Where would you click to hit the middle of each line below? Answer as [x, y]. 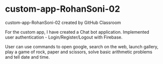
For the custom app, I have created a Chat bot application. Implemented [77, 32]
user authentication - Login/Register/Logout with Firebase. [64, 37]
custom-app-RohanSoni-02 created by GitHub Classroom [63, 22]
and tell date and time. [28, 57]
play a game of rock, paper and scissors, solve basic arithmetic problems [79, 52]
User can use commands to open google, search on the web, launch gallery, [82, 46]
